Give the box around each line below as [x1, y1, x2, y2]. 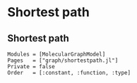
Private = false [7, 63, 55, 70]
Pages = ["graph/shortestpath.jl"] [7, 57, 119, 64]
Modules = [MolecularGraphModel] [7, 51, 106, 58]
